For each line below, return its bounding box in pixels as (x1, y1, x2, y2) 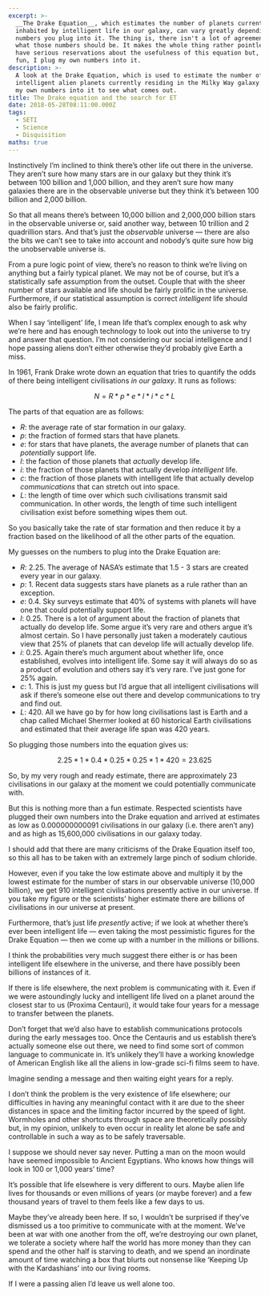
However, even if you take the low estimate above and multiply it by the (8, 868, 243, 878)
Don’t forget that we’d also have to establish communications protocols (8, 1024, 243, 1033)
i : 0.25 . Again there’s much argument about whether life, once (19, 647, 224, 657)
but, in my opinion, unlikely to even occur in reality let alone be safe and (8, 1123, 245, 1133)
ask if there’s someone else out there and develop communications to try (19, 690, 261, 699)
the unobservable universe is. (8, 244, 106, 253)
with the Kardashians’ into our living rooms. (8, 1263, 151, 1273)
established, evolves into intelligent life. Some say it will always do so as (19, 656, 258, 666)
